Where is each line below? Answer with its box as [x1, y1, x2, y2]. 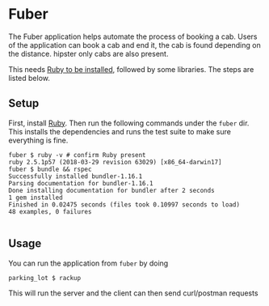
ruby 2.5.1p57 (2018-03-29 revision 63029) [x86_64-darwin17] [8, 158, 222, 166]
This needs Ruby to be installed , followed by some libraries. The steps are [8, 64, 254, 74]
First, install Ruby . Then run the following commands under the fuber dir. [8, 118, 250, 128]
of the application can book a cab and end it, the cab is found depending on [8, 40, 261, 49]
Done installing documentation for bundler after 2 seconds [8, 186, 216, 194]
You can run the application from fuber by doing [8, 258, 169, 268]
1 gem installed [8, 193, 63, 202]
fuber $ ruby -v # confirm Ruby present [8, 151, 147, 159]
